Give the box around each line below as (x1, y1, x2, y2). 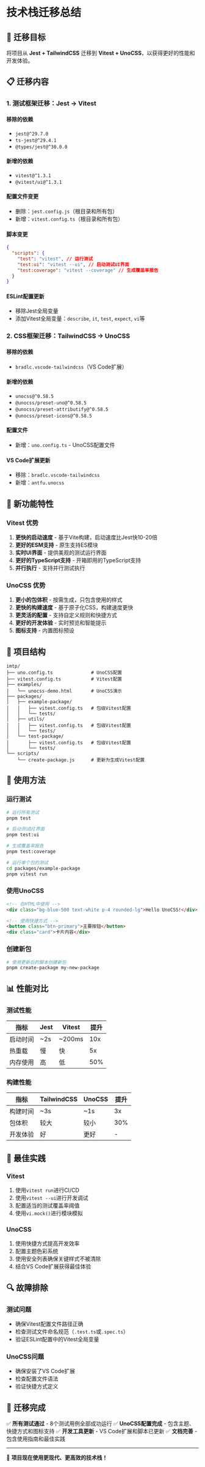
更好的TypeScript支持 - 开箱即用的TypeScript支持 (15, 556, 142, 564)
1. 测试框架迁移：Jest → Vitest (6, 99, 96, 108)
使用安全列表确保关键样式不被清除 (15, 1255, 101, 1263)
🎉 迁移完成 (6, 1402, 46, 1413)
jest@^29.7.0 (15, 131, 49, 137)
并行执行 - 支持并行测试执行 (15, 564, 85, 571)
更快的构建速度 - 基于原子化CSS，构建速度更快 (15, 604, 134, 611)
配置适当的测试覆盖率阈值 (15, 1202, 80, 1209)
